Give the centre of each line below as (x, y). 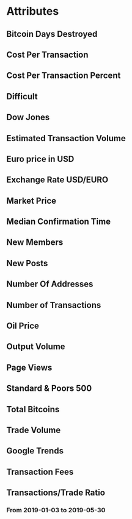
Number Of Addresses (50, 284)
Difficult (22, 96)
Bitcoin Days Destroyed (52, 34)
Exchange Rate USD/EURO (57, 180)
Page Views (29, 367)
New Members (35, 243)
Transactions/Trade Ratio (56, 493)
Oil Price (23, 326)
